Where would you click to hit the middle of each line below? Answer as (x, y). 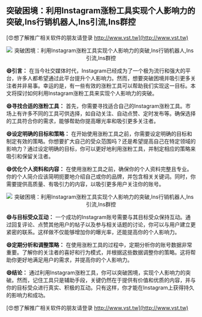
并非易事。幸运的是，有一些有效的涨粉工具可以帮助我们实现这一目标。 (103, 85)
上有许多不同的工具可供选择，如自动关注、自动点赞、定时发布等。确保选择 (103, 113)
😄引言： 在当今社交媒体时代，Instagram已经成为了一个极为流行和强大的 (96, 70)
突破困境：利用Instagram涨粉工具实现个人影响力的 (101, 11)
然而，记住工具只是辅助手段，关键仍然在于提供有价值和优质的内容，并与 (106, 280)
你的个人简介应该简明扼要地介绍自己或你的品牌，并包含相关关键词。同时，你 (101, 177)
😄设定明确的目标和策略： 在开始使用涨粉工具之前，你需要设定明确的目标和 (99, 133)
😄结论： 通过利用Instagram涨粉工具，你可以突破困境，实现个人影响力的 (96, 273)
